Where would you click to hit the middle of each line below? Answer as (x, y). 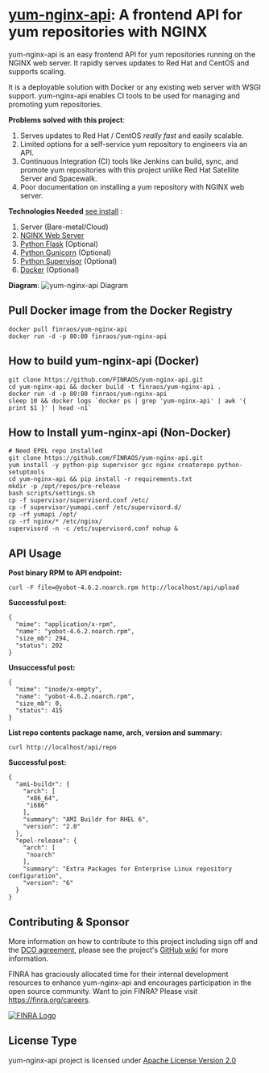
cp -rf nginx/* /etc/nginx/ (56, 522)
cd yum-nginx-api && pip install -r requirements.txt (101, 479)
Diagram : (24, 285)
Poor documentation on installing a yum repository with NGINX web (132, 186)
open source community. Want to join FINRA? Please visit (103, 991)
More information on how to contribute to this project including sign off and (133, 941)
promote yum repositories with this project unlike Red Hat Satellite (130, 169)
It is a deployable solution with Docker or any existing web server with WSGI (135, 87)
